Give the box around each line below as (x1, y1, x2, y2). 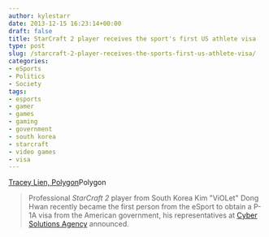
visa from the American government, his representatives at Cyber (38, 210, 258, 220)
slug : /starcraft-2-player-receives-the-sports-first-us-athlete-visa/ (8, 50, 256, 58)
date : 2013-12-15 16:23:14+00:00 (8, 19, 122, 28)
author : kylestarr (8, 11, 71, 20)
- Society (8, 80, 42, 88)
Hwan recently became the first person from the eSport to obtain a (28, 202, 252, 212)
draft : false (8, 27, 53, 35)
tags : (8, 87, 27, 96)
